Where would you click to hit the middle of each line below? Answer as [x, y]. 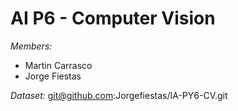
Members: [31, 46]
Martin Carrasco [58, 65]
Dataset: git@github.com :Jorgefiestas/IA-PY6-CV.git [119, 95]
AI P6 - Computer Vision [113, 18]
